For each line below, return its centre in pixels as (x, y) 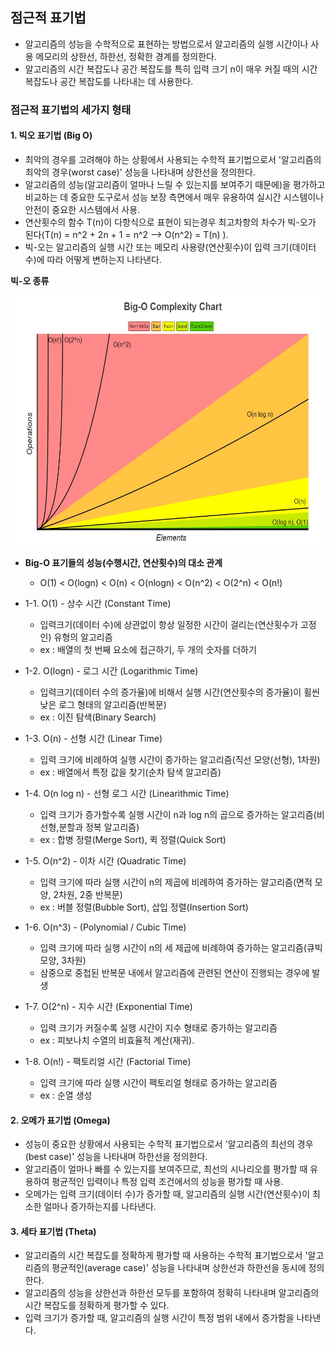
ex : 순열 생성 (66, 1095)
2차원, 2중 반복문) (88, 894)
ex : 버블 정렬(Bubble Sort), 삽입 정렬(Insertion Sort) (144, 907)
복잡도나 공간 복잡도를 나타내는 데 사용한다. (109, 81)
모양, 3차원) (63, 960)
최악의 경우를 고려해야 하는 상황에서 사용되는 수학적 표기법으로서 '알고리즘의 (173, 159)
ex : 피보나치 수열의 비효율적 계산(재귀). (117, 1040)
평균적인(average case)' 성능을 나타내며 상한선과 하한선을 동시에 (179, 1268)
